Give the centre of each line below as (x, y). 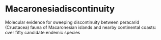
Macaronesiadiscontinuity (60, 9)
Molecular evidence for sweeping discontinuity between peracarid (72, 22)
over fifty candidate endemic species (43, 32)
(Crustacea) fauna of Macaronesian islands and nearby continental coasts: (80, 27)
